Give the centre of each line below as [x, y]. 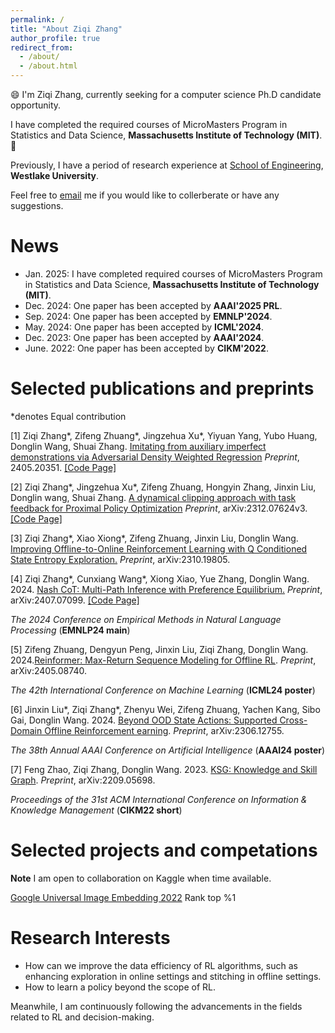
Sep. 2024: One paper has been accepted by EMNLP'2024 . [148, 316]
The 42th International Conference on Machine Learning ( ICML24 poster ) [163, 690]
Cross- [293, 720]
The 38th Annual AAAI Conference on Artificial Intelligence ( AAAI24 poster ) [168, 750]
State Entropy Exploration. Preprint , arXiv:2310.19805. [120, 559]
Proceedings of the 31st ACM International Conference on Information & [159, 799]
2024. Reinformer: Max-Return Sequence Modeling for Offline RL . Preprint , [163, 660]
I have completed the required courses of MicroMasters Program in [149, 124]
